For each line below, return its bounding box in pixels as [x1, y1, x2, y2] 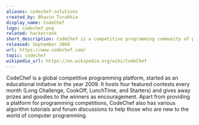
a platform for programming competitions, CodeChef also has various [6, 99, 176, 106]
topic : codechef [6, 52, 46, 58]
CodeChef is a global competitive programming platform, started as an [6, 74, 179, 81]
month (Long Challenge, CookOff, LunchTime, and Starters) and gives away [6, 87, 191, 94]
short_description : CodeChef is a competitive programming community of [6, 36, 190, 42]
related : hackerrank [6, 31, 57, 37]
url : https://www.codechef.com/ [6, 47, 86, 53]
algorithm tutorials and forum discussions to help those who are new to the [6, 106, 189, 113]
